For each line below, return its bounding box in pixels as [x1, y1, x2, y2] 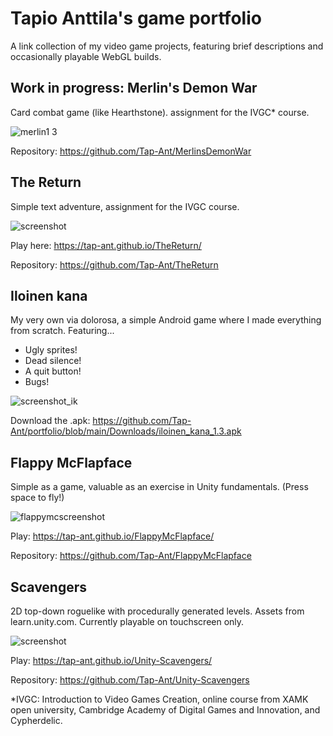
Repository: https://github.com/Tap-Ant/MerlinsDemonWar [10, 145, 252, 157]
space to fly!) [10, 492, 65, 504]
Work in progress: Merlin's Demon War [10, 80, 258, 97]
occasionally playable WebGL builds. [10, 50, 162, 62]
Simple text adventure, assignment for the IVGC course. [10, 200, 240, 212]
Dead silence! [24, 355, 82, 367]
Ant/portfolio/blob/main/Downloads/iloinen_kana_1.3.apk [10, 425, 242, 437]
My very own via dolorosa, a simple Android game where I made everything [10, 314, 322, 326]
